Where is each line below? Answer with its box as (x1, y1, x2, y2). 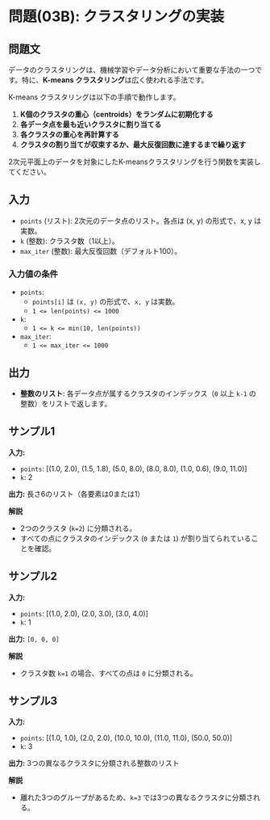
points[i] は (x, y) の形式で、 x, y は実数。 (31, 296, 180, 307)
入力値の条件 (8, 268, 59, 280)
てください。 (8, 167, 51, 176)
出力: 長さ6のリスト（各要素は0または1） (8, 489, 145, 498)
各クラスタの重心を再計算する (19, 130, 119, 139)
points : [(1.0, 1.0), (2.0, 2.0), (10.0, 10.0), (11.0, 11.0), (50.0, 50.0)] (19, 733, 233, 743)
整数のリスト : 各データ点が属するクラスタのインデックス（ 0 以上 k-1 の (19, 389, 256, 398)
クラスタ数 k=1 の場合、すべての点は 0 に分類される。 (19, 668, 197, 678)
